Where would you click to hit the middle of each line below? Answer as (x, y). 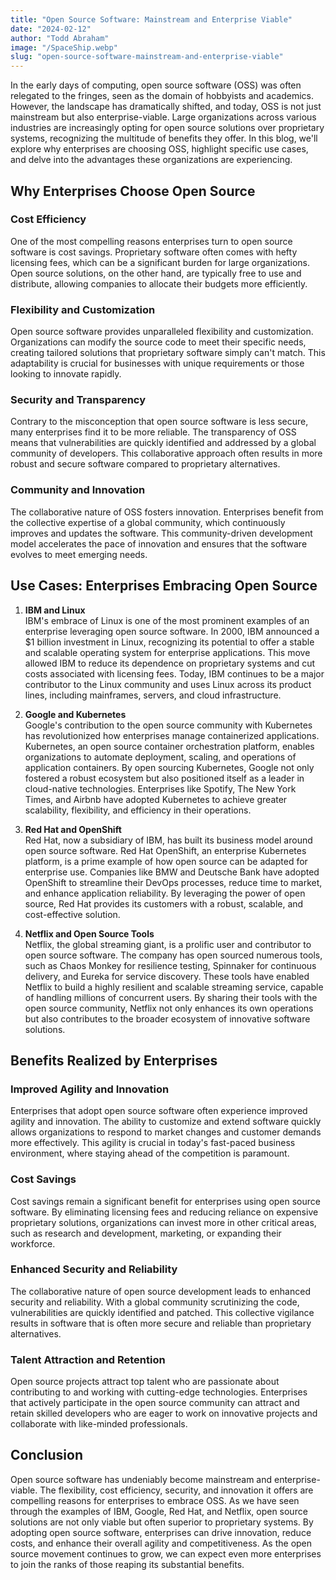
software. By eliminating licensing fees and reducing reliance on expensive (164, 1212)
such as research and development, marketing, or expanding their (146, 1233)
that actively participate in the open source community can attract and (155, 1403)
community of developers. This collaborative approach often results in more (166, 453)
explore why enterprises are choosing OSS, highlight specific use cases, (159, 149)
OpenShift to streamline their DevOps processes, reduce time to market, (173, 882)
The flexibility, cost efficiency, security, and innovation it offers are (176, 1490)
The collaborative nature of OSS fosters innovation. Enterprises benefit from (167, 512)
